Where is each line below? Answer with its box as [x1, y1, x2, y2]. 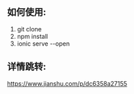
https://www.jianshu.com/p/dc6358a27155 [7, 79, 128, 87]
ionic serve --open [16, 40, 70, 48]
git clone [16, 25, 42, 33]
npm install [16, 32, 49, 40]
